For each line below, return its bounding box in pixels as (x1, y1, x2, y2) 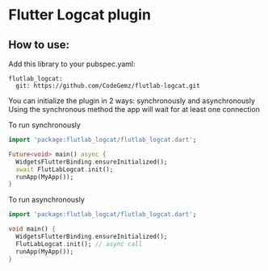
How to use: (8, 38, 70, 52)
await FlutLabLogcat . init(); (15, 165, 114, 173)
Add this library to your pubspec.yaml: (8, 59, 136, 69)
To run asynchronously (8, 195, 85, 205)
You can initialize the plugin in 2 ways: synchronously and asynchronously (8, 96, 256, 106)
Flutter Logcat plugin (8, 6, 152, 24)
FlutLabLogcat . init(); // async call (15, 240, 143, 248)
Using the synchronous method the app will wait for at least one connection (8, 105, 261, 114)
